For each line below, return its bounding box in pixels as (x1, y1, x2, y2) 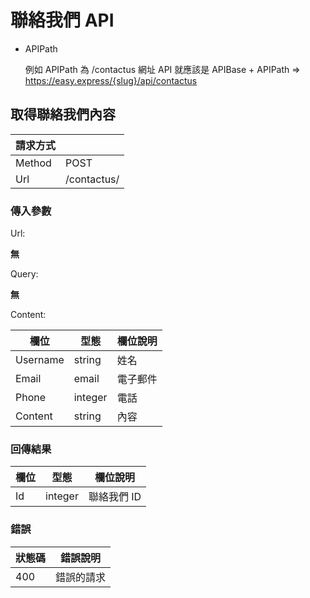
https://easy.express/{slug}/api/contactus (24, 74, 198, 86)
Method (15, 156, 52, 170)
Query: (10, 268, 39, 280)
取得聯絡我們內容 (10, 106, 116, 123)
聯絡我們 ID (88, 490, 142, 504)
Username (15, 353, 65, 367)
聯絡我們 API (10, 9, 115, 32)
